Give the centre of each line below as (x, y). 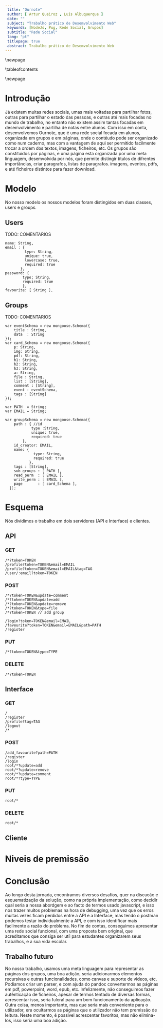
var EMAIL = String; (26, 411)
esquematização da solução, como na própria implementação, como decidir (81, 900)
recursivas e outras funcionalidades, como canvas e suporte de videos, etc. (81, 979)
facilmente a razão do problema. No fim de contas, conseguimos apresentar (81, 926)
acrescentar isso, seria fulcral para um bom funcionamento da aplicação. (78, 999)
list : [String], (31, 382)
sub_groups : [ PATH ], (38, 471)
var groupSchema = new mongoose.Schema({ (48, 420)
